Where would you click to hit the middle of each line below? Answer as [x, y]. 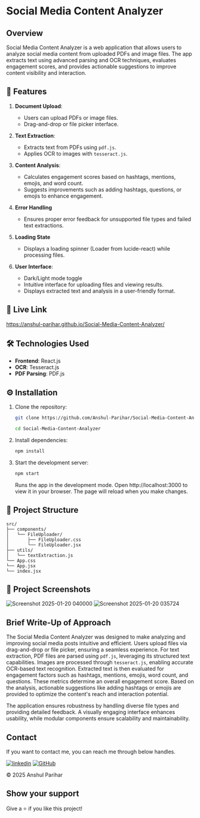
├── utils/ [20, 550]
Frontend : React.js [38, 361]
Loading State [33, 237]
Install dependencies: [41, 440]
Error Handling [33, 207]
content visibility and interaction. [46, 73]
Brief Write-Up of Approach [59, 623]
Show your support [43, 794]
